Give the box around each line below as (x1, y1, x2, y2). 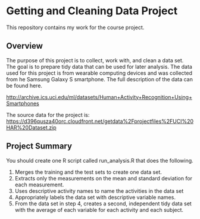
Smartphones (6, 100, 40, 107)
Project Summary (6, 141, 73, 151)
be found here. (6, 82, 43, 89)
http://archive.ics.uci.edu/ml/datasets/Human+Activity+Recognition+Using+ (6, 93, 192, 100)
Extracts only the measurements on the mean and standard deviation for (14, 174, 192, 182)
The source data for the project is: (6, 111, 90, 118)
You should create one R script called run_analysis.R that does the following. (6, 157, 193, 164)
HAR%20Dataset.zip (6, 123, 57, 131)
